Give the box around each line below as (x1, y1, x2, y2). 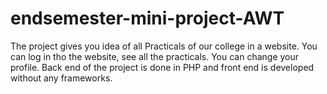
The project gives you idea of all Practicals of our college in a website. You (10, 40, 318, 52)
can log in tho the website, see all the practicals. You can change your (10, 50, 300, 62)
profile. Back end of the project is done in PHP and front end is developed (10, 61, 315, 73)
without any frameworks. (10, 72, 113, 84)
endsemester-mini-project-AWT (10, 7, 285, 30)
